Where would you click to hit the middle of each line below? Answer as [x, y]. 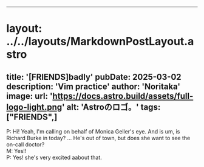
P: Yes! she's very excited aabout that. [54, 157]
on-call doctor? [25, 144]
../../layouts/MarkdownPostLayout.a [100, 42]
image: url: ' [29, 96]
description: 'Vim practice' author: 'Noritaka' [93, 86]
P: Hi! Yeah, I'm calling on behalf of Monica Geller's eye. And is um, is [93, 131]
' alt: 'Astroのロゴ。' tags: [111, 107]
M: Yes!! [16, 151]
